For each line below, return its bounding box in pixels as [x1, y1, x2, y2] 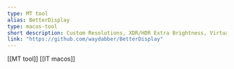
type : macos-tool [7, 23, 58, 30]
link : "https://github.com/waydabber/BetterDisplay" [7, 36, 164, 43]
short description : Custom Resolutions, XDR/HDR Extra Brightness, [7, 29, 208, 37]
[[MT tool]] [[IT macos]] [7, 55, 75, 63]
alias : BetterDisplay [7, 17, 70, 23]
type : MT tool [7, 10, 49, 17]
